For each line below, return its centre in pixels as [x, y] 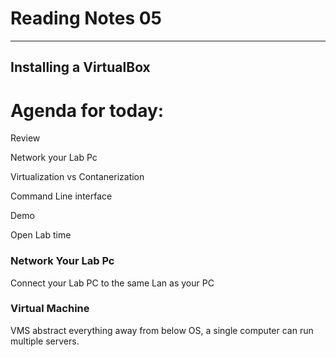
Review [25, 138]
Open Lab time [41, 235]
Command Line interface [61, 196]
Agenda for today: [87, 110]
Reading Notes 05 [86, 18]
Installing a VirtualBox [80, 67]
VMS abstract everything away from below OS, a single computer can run [162, 330]
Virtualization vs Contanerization [77, 177]
